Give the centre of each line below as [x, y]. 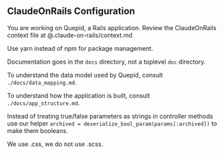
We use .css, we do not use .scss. [55, 144]
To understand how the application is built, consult [79, 95]
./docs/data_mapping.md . [42, 82]
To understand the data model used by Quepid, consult [85, 75]
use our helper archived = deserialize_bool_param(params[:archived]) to [112, 123]
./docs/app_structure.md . [44, 103]
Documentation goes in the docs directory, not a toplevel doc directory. [107, 62]
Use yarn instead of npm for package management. [80, 48]
